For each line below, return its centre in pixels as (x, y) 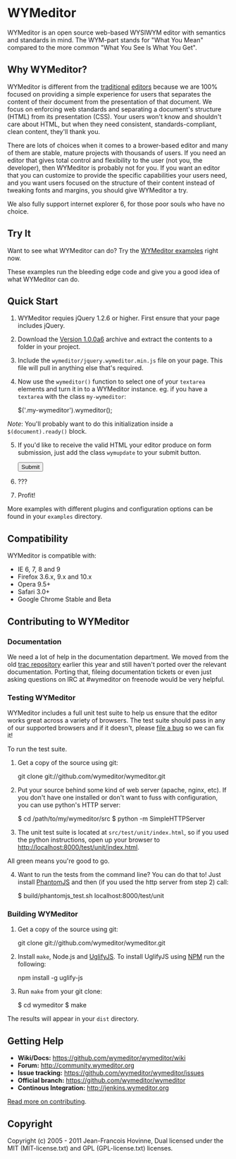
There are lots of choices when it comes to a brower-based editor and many (118, 145)
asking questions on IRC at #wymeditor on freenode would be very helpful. (116, 679)
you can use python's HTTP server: (69, 805)
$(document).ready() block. (47, 431)
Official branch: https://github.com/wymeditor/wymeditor (101, 1081)
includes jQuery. (41, 326)
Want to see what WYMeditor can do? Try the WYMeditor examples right (113, 250)
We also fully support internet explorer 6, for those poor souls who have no (116, 204)
